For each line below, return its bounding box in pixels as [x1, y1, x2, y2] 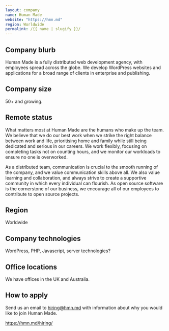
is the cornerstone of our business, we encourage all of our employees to [5, 185, 159, 192]
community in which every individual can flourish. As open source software [5, 180, 163, 186]
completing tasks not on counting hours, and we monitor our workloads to [5, 148, 161, 155]
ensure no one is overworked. [5, 154, 68, 160]
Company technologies [5, 234, 81, 243]
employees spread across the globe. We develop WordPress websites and [5, 64, 161, 71]
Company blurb [5, 46, 56, 54]
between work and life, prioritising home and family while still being [5, 138, 147, 144]
